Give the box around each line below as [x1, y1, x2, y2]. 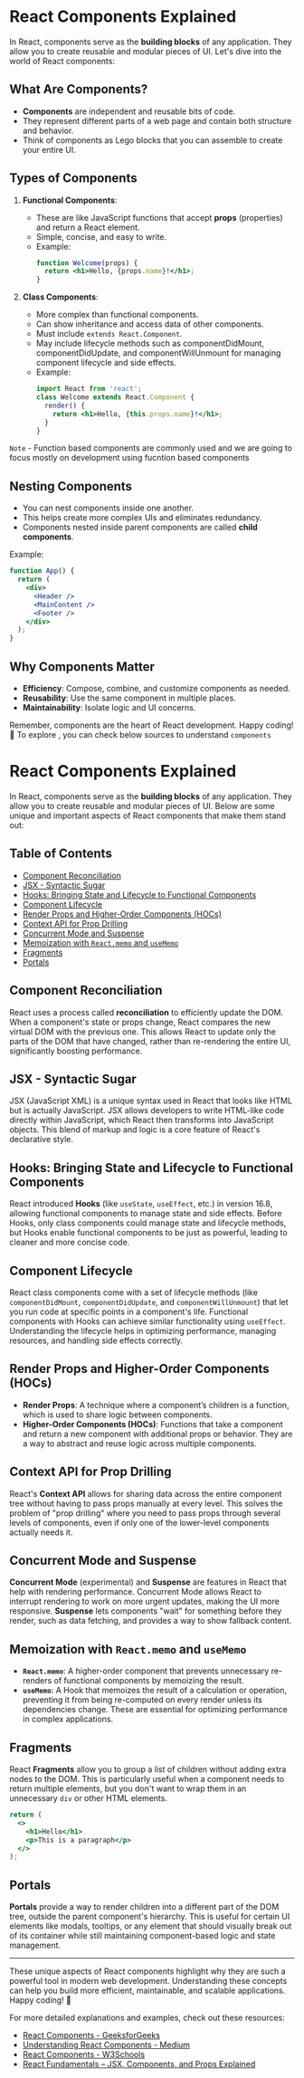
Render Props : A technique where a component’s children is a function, [22, 1399, 290, 1410]
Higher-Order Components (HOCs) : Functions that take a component [22, 1418, 283, 1429]
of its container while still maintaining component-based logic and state [9, 1930, 276, 1941]
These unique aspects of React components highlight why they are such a [9, 1966, 287, 1977]
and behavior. [22, 125, 74, 136]
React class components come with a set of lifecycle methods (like [9, 1287, 258, 1298]
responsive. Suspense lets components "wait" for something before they [9, 1606, 282, 1616]
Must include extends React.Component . [35, 329, 183, 339]
